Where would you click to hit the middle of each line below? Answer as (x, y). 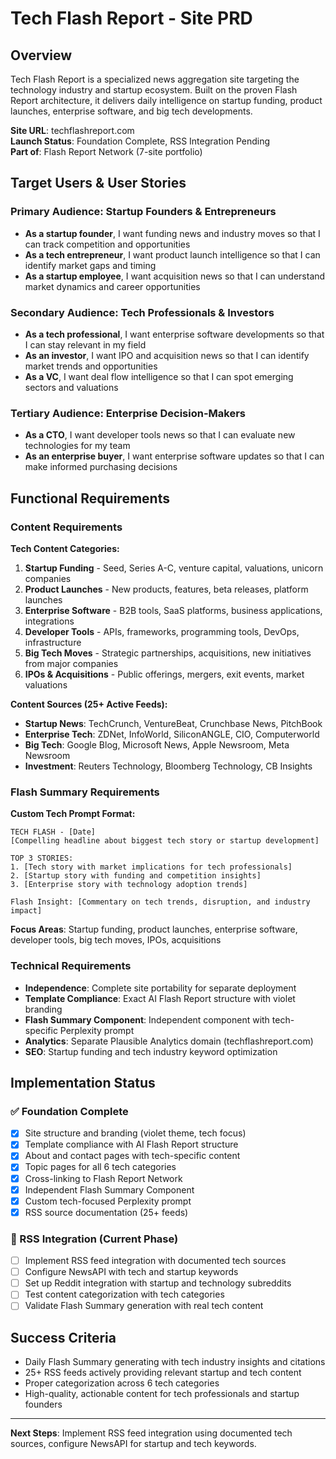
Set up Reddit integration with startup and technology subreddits (158, 1283)
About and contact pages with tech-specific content (132, 1156)
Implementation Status (83, 1082)
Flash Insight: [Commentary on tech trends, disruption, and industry (160, 902)
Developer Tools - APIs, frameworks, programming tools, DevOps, (162, 631)
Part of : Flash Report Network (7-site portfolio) (106, 151)
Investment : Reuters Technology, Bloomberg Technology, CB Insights (168, 766)
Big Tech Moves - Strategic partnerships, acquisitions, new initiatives (168, 653)
